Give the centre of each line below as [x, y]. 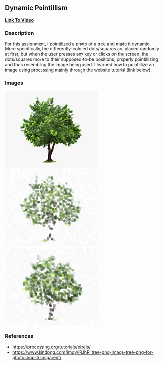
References [19, 336]
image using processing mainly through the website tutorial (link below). [79, 70]
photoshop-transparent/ [37, 358]
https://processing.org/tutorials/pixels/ [52, 347]
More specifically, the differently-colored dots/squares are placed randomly [82, 49]
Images [14, 83]
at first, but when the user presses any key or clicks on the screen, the [77, 54]
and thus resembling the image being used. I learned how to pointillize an [80, 65]
